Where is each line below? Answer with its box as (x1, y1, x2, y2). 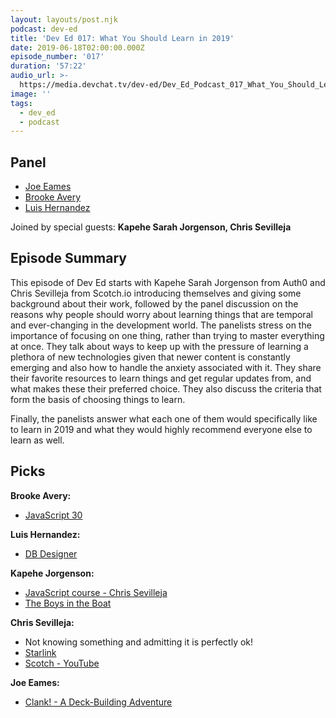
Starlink (24, 646, 57, 658)
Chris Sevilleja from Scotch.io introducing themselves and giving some (10, 287, 302, 299)
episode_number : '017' (10, 52, 105, 62)
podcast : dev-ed (10, 24, 78, 34)
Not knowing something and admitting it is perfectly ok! (24, 636, 254, 648)
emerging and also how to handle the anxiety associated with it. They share (10, 361, 322, 373)
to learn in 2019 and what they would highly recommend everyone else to (10, 423, 313, 435)
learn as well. (10, 434, 65, 446)
